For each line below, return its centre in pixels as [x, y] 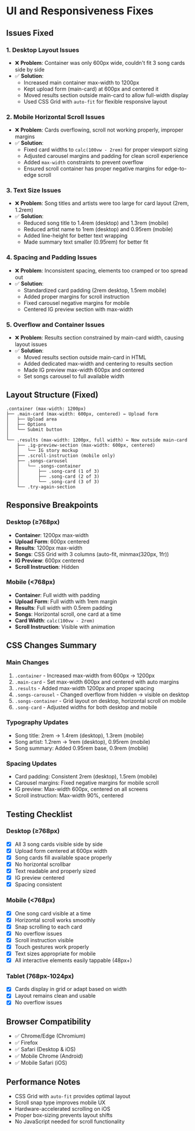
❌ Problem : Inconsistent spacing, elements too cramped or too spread [101, 270]
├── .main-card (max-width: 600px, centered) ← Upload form [82, 414]
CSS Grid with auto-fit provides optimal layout [73, 1096]
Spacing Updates [32, 764]
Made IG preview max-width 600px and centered [84, 370]
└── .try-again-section [46, 487]
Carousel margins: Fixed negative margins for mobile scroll [87, 783]
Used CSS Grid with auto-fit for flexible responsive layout [95, 101]
